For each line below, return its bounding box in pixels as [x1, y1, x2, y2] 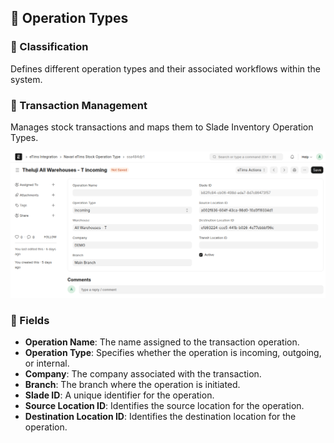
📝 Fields [10, 313, 50, 327]
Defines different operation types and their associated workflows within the [10, 62, 321, 75]
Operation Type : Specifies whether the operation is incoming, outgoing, [24, 347, 322, 359]
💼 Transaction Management [10, 98, 148, 112]
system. [10, 73, 43, 85]
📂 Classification [10, 40, 89, 54]
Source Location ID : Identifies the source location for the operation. [24, 400, 305, 412]
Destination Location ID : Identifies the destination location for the [24, 411, 297, 423]
